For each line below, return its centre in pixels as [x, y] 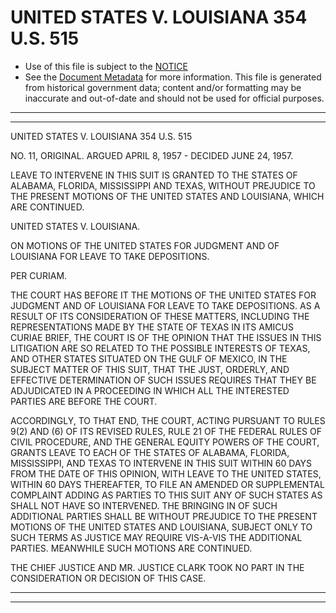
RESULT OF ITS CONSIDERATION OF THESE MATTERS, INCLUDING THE [160, 316]
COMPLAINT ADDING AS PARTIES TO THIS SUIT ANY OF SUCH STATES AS [166, 495]
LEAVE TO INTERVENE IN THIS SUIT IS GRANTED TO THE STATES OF [154, 175]
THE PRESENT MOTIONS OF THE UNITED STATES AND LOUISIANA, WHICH [167, 196]
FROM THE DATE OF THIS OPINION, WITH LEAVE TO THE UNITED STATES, [166, 473]
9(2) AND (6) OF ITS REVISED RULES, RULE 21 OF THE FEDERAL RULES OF [166, 431]
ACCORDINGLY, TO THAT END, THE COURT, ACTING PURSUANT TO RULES [168, 420]
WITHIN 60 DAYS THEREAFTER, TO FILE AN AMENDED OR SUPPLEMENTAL [167, 484]
